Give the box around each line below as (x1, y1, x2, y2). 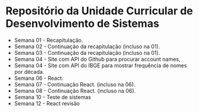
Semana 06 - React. (14, 74, 64, 82)
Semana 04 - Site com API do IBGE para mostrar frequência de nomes (14, 61, 187, 69)
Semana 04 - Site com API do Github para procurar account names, (14, 55, 181, 63)
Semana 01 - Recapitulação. (14, 36, 83, 43)
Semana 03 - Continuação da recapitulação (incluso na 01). (14, 49, 160, 56)
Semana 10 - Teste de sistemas (14, 94, 91, 101)
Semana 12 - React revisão (14, 99, 80, 107)
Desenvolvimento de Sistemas (5, 17, 160, 30)
